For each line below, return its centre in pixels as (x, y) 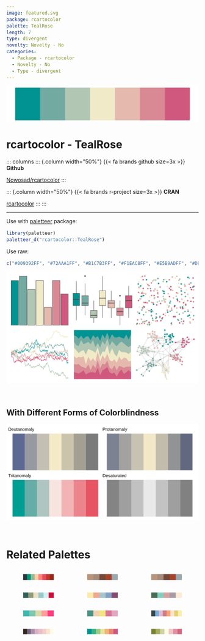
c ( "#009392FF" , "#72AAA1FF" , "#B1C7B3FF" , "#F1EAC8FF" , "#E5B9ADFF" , (97, 263)
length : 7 (19, 32)
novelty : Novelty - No (35, 45)
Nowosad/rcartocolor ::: (36, 180)
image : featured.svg (33, 13)
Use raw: (18, 251)
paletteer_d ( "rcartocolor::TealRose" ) (56, 239)
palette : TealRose (30, 26)
